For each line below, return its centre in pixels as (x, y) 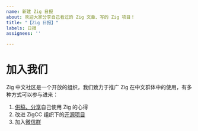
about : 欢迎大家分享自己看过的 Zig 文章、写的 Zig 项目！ (71, 17)
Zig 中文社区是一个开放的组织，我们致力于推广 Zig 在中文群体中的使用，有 (97, 87)
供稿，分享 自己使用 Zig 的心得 (51, 107)
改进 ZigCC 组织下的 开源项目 (50, 114)
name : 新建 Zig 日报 (30, 12)
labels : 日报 (21, 28)
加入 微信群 (28, 122)
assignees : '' (24, 34)
